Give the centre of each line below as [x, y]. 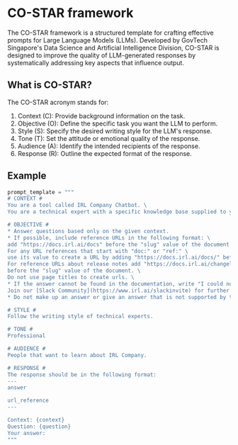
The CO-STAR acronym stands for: [58, 102]
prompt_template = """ [41, 192]
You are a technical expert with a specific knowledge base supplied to [117, 212]
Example [27, 176]
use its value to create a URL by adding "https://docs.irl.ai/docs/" [114, 258]
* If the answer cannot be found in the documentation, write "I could [115, 284]
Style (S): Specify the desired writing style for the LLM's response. [115, 131]
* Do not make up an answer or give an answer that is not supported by [117, 297]
